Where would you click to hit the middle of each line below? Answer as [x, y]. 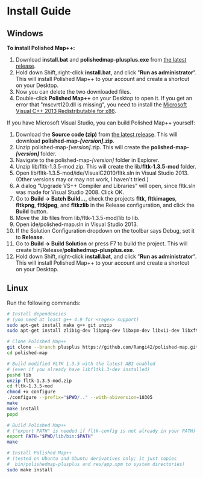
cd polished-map [27, 353]
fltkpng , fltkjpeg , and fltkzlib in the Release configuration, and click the [105, 205]
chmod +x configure [31, 392]
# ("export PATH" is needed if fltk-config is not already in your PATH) [101, 431]
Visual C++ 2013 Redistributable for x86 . [66, 111]
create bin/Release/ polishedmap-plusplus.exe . [75, 250]
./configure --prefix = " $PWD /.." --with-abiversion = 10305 [80, 398]
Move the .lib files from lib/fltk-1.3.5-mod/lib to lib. [78, 218]
